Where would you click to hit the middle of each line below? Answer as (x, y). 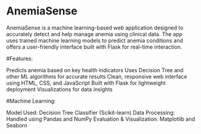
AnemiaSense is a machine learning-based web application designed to (95, 28)
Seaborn (17, 125)
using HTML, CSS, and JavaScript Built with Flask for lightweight (86, 83)
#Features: (19, 58)
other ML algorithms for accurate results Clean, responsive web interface (97, 76)
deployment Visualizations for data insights (59, 89)
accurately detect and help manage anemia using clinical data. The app (94, 34)
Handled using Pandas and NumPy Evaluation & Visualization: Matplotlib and (101, 119)
